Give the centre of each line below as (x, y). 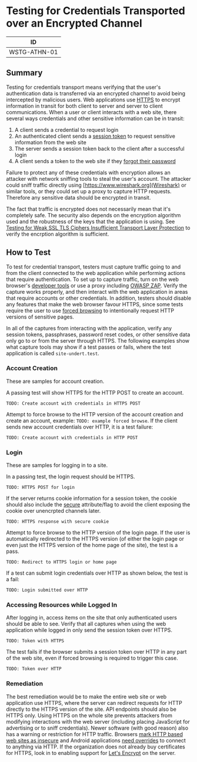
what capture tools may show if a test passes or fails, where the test (89, 347)
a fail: (13, 579)
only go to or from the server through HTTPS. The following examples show (98, 340)
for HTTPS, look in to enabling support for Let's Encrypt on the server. (91, 753)
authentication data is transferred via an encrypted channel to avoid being (96, 93)
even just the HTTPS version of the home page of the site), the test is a (92, 545)
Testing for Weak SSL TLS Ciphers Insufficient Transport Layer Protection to (98, 227)
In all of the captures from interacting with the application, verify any (89, 328)
